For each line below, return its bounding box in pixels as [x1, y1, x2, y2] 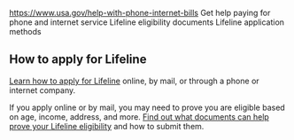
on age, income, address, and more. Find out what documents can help [9, 111, 270, 122]
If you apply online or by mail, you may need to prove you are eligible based [9, 102, 285, 113]
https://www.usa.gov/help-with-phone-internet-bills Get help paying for [9, 8, 271, 18]
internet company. [9, 84, 76, 96]
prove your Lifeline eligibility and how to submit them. [9, 121, 205, 131]
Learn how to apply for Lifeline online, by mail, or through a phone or [9, 75, 259, 86]
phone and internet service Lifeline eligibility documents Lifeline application [9, 17, 285, 27]
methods [9, 27, 42, 36]
